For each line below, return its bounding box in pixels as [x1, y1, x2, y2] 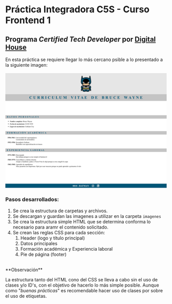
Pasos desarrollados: [5, 196, 59, 203]
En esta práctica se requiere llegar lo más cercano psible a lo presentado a [5, 56, 163, 63]
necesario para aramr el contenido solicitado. [12, 224, 109, 230]
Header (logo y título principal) [20, 235, 85, 241]
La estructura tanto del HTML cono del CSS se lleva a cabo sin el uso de [5, 276, 158, 282]
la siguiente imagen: [5, 62, 48, 68]
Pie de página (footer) [20, 251, 67, 257]
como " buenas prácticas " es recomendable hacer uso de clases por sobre [5, 287, 163, 293]
